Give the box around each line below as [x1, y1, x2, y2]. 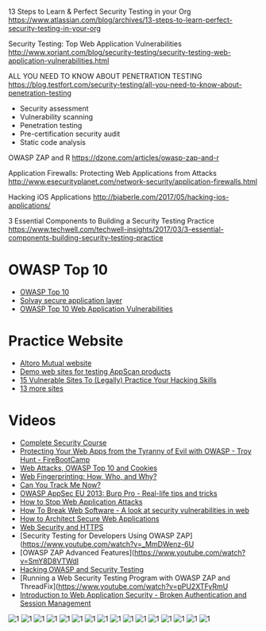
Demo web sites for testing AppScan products [19, 366, 172, 376]
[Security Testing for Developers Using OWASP [19, 531, 175, 540]
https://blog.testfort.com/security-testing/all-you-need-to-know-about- [8, 80, 242, 89]
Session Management [19, 598, 91, 608]
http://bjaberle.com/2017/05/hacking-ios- [92, 193, 229, 201]
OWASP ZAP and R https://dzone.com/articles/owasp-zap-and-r [8, 153, 220, 162]
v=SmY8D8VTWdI [19, 556, 79, 566]
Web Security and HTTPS [19, 522, 104, 532]
